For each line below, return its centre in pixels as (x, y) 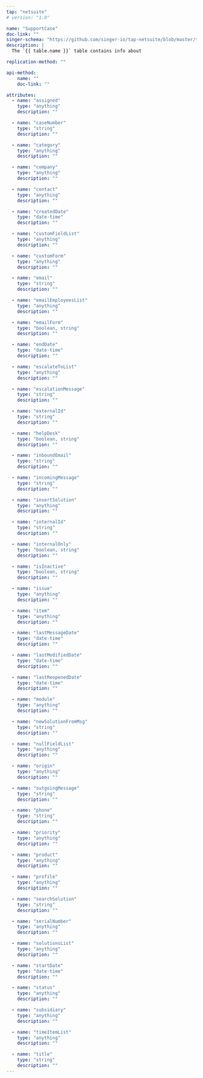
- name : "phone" (32, 810)
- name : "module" (34, 700)
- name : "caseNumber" (39, 123)
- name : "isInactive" (39, 567)
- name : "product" (35, 855)
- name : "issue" (32, 589)
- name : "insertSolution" (44, 500)
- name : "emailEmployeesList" (50, 300)
